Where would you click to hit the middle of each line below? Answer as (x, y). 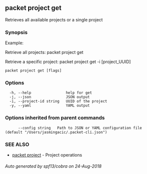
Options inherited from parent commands (55, 118)
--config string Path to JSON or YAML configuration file (80, 128)
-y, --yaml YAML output (50, 106)
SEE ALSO (17, 144)
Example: (14, 43)
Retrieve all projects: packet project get (44, 52)
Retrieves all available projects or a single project (54, 19)
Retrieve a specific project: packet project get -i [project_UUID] (68, 62)
